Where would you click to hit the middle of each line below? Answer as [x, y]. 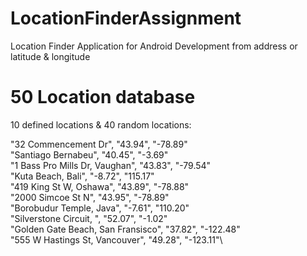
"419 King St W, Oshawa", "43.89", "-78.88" [100, 186]
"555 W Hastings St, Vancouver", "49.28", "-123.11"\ [116, 239]
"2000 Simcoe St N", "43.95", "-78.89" [90, 197]
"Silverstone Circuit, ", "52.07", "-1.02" [89, 218]
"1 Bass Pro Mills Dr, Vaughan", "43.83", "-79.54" [111, 165]
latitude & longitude [50, 56]
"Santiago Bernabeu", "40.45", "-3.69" [89, 154]
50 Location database [103, 97]
